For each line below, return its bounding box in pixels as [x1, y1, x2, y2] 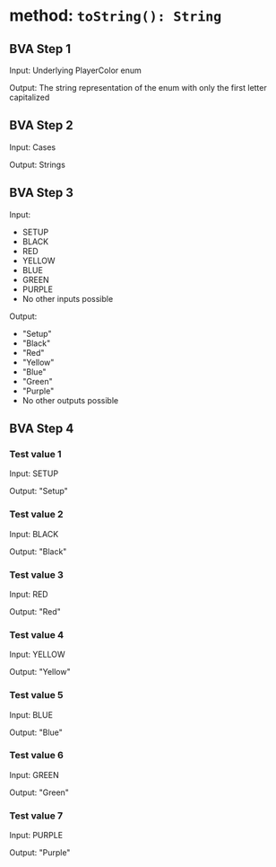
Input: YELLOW [9, 649, 65, 660]
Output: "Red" [9, 606, 61, 616]
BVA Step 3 [9, 185, 74, 200]
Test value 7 [9, 809, 64, 822]
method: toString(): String [9, 5, 222, 26]
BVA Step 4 [9, 421, 74, 437]
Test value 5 [9, 689, 64, 702]
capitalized [9, 92, 50, 102]
